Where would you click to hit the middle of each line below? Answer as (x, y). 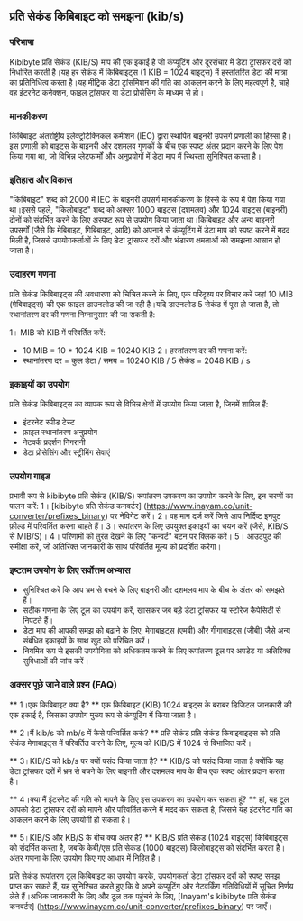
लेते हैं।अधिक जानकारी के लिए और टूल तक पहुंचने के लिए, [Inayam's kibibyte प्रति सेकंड (143, 896)
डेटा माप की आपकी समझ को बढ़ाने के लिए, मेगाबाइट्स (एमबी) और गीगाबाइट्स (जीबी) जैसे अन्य (156, 631)
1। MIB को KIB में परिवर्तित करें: (57, 332)
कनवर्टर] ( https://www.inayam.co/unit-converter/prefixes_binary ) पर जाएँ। (141, 906)
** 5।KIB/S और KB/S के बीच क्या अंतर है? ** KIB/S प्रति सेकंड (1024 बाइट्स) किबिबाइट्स (149, 837)
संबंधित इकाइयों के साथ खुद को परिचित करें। (86, 641)
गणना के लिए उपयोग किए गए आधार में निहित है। (93, 858)
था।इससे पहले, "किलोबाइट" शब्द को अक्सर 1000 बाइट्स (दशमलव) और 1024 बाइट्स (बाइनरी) (149, 210)
